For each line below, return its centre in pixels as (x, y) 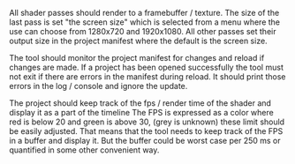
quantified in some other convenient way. (84, 150)
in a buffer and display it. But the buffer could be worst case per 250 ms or (145, 141)
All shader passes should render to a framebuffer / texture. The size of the (144, 13)
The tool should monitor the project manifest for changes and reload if (137, 58)
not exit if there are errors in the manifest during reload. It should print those (147, 77)
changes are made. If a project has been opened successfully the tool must (147, 67)
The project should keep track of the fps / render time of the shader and (140, 103)
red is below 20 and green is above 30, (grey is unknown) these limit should (147, 122)
